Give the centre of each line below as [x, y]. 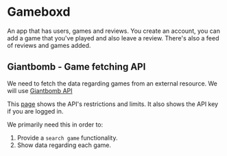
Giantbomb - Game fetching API [76, 67]
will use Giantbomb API [40, 90]
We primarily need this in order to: [55, 125]
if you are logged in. [35, 111]
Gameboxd [39, 12]
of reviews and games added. [49, 45]
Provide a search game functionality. [67, 138]
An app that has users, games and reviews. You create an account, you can [114, 31]
